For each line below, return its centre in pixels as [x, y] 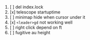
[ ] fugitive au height [30, 33]
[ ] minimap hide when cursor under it [47, 17]
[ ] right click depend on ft [36, 27]
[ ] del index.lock [27, 7]
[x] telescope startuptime [35, 12]
